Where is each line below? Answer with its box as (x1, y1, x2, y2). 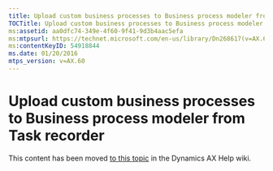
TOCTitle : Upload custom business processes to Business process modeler (8, 19, 264, 28)
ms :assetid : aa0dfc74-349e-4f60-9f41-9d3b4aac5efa (8, 27, 184, 35)
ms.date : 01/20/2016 (8, 49, 79, 58)
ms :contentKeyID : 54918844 (8, 42, 100, 50)
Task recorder (8, 126, 105, 145)
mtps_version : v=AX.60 (8, 58, 85, 66)
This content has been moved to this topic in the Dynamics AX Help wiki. (8, 153, 252, 163)
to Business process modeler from (8, 109, 245, 128)
